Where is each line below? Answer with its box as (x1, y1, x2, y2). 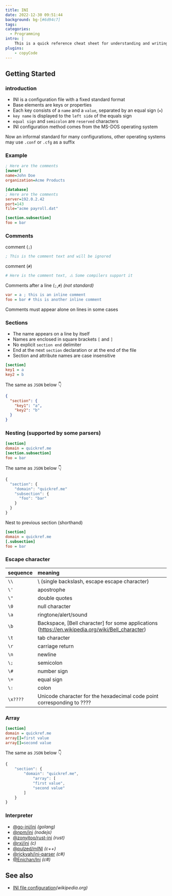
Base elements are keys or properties (12, 102, 92, 108)
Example (5, 152, 28, 159)
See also (5, 871, 33, 880)
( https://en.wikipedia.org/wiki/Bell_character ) (37, 626, 146, 633)
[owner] (5, 168, 22, 173)
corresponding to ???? (37, 699, 91, 706)
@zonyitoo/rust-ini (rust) (12, 834, 65, 841)
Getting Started (5, 69, 56, 78)
